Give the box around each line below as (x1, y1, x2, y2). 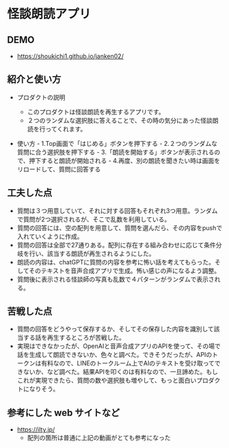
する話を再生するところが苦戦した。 (23, 334, 125, 342)
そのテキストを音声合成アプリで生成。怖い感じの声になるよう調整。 (28, 266, 221, 275)
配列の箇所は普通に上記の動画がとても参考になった (27, 434, 171, 442)
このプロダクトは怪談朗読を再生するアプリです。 (27, 108, 165, 116)
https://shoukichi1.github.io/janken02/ (16, 52, 124, 60)
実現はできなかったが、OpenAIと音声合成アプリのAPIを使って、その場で (16, 342, 221, 350)
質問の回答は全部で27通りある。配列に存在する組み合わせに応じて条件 (16, 240, 217, 249)
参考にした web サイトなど (7, 407, 120, 419)
